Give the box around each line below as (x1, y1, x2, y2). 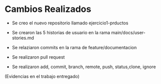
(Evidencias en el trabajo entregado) (4, 73, 79, 79)
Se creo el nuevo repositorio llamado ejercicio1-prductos (11, 20, 128, 26)
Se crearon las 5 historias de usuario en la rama (11, 29, 110, 35)
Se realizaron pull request (11, 54, 65, 60)
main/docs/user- (111, 29, 146, 35)
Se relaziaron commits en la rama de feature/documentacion (11, 44, 137, 50)
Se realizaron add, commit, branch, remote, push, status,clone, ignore (11, 64, 156, 70)
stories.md (11, 35, 34, 41)
